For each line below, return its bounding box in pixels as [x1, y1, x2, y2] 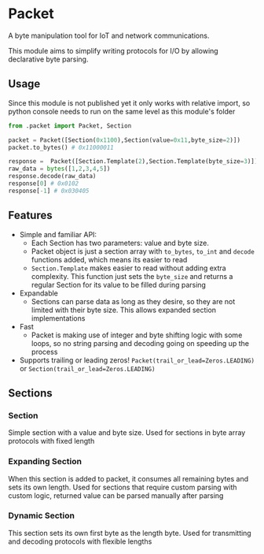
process [31, 347, 58, 356]
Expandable [19, 288, 59, 298]
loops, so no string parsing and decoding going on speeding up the [31, 338, 250, 348]
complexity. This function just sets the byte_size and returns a [31, 271, 233, 281]
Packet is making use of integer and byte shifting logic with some [31, 330, 243, 340]
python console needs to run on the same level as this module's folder [8, 106, 236, 116]
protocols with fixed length [8, 437, 95, 446]
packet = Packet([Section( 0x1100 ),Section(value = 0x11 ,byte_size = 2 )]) [8, 136, 241, 144]
